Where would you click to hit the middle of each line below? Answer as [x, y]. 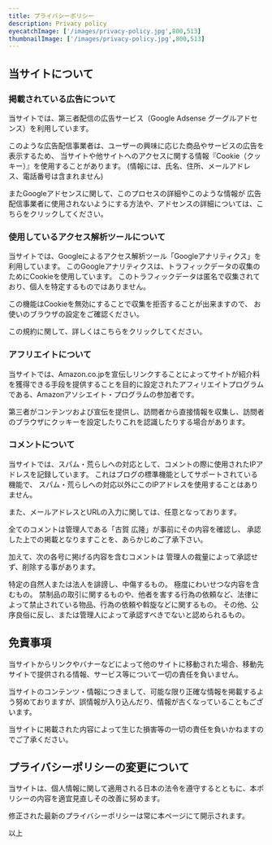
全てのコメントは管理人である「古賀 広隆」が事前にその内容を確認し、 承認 [135, 529]
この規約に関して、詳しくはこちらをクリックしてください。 [108, 331]
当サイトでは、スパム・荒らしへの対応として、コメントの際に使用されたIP [132, 464]
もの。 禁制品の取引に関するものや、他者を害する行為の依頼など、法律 [133, 594]
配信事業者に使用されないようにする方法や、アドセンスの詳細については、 [133, 204]
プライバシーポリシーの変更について [99, 767]
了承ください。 [47, 739]
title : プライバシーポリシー [52, 16]
